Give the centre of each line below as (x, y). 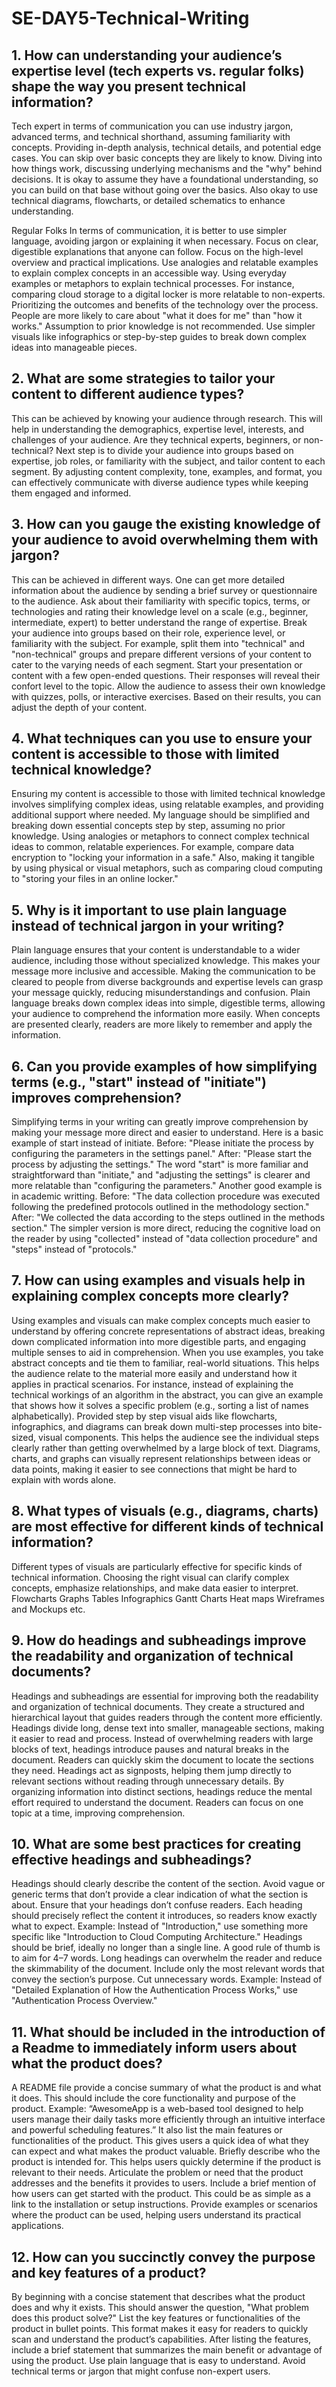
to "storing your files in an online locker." (95, 879)
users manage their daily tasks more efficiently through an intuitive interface (168, 2119)
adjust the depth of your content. (79, 707)
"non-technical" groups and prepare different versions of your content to (161, 654)
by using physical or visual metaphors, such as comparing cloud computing (167, 868)
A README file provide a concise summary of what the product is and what (166, 2088)
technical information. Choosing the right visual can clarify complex (150, 1577)
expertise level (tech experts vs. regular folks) (158, 70)
